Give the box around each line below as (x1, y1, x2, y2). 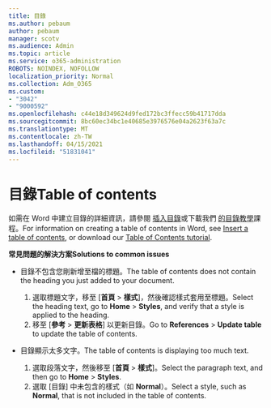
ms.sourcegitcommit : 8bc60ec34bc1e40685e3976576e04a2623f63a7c (8, 118, 227, 126)
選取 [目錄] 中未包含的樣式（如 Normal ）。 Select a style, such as (32, 382, 247, 392)
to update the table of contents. (32, 329, 138, 339)
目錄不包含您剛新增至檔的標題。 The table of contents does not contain (19, 267, 256, 277)
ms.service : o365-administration (8, 58, 121, 66)
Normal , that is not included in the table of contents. (32, 391, 207, 401)
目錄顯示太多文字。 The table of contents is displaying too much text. (19, 346, 249, 355)
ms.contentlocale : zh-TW (8, 132, 92, 140)
